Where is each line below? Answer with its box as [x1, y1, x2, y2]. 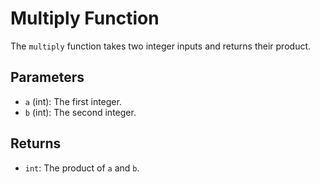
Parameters [10, 69, 85, 86]
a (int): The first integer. [24, 95, 122, 107]
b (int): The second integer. [24, 106, 137, 118]
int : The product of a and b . [24, 162, 140, 174]
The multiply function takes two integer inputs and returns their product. [10, 40, 312, 52]
